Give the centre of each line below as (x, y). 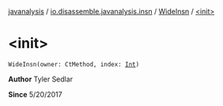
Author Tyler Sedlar (41, 79)
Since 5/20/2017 (35, 94)
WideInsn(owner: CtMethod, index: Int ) (74, 64)
